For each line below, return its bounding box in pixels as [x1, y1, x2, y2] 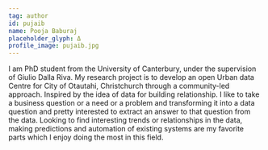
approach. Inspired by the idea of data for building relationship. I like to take [8, 90, 260, 99]
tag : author [8, 11, 48, 20]
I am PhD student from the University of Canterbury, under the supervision [8, 64, 257, 73]
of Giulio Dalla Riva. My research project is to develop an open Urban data [8, 73, 254, 82]
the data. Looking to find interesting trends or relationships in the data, [8, 115, 243, 125]
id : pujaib [8, 19, 45, 27]
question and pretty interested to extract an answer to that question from [8, 106, 251, 117]
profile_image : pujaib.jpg [8, 42, 99, 50]
